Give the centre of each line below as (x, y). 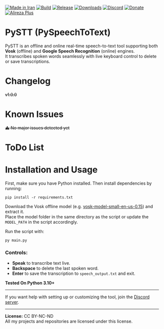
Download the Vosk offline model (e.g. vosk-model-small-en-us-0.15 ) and (79, 206)
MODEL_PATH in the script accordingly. (41, 222)
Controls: (16, 252)
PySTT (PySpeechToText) (58, 32)
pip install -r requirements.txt (39, 197)
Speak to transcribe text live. (41, 263)
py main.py (16, 240)
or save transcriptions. (28, 61)
